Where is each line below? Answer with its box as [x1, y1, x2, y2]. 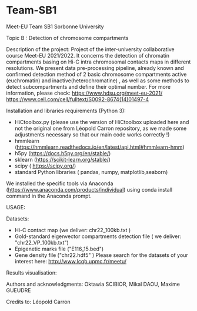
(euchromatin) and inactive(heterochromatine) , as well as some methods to [6, 77, 190, 84]
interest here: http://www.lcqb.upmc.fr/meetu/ [14, 258, 127, 265]
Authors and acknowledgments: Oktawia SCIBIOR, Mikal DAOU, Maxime [6, 280, 181, 287]
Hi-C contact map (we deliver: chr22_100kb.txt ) [14, 226, 131, 233]
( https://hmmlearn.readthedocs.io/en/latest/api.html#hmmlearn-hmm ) [14, 143, 185, 151]
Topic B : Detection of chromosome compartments [6, 34, 129, 41]
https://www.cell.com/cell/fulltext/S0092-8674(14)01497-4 [6, 95, 149, 103]
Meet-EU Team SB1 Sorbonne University [6, 23, 104, 30]
